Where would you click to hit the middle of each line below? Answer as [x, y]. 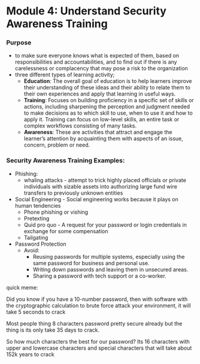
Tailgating [36, 237]
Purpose [19, 43]
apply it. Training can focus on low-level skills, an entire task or [101, 120]
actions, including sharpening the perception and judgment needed [107, 107]
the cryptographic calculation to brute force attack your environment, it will [99, 305]
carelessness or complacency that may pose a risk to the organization [101, 68]
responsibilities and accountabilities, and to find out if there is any [96, 62]
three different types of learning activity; [65, 75]
